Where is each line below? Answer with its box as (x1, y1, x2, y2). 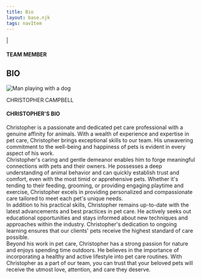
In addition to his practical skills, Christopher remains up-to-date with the (6, 201, 189, 208)
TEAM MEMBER (6, 50, 47, 58)
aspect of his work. (6, 150, 55, 157)
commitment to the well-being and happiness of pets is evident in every (6, 143, 186, 150)
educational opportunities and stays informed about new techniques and (6, 214, 188, 221)
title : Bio (6, 9, 34, 15)
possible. (6, 233, 29, 241)
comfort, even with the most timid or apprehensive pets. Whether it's (6, 175, 179, 182)
